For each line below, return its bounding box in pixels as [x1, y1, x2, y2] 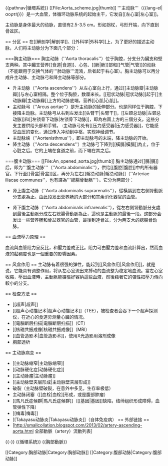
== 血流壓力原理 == [5, 234, 46, 240]
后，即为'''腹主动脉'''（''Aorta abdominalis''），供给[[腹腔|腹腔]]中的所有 [5, 165, 153, 170]
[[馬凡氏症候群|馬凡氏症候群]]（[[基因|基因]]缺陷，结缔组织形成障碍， [12, 398, 155, 403]
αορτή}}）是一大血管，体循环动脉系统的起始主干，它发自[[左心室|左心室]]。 [5, 11, 161, 17]
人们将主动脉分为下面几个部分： [13, 45, 80, 51]
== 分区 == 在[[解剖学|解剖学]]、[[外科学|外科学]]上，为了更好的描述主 [5, 39, 150, 45]
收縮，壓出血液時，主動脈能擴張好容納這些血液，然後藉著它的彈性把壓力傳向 [5, 274, 163, 280]
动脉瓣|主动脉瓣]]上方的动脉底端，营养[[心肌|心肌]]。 [12, 98, 121, 103]
